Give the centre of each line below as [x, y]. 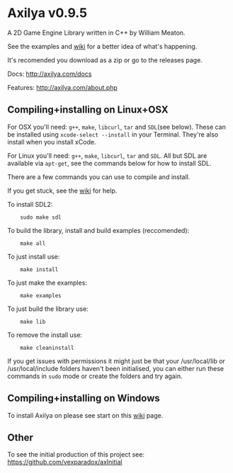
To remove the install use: [45, 335]
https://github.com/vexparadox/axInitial [65, 462]
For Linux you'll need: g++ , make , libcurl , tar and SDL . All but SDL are [107, 155]
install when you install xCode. [52, 142]
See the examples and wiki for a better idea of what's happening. [102, 46]
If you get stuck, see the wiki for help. [62, 190]
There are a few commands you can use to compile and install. [99, 177]
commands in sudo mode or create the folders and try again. [95, 376]
